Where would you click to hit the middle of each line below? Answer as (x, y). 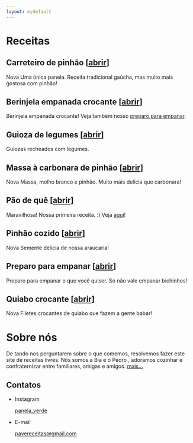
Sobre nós (32, 337)
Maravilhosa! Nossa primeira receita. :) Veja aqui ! (66, 214)
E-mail (22, 422)
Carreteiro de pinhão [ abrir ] (58, 63)
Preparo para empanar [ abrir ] (61, 266)
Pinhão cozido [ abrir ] (46, 234)
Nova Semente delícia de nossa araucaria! (58, 248)
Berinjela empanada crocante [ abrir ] (75, 102)
